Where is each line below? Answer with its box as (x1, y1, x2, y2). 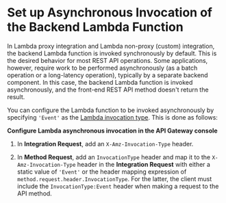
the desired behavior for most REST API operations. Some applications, (7, 56, 208, 64)
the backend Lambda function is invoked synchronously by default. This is (7, 49, 217, 57)
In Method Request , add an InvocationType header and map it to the (16, 152, 211, 161)
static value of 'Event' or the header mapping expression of (16, 167, 187, 176)
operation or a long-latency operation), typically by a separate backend (7, 70, 208, 79)
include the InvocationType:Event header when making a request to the (16, 182, 219, 190)
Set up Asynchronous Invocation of (7, 5, 212, 21)
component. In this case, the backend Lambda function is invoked (7, 78, 193, 86)
